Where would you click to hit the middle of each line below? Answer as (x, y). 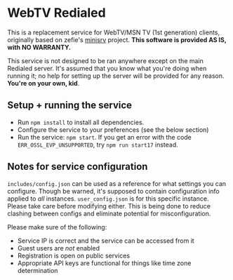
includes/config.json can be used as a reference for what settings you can (117, 183)
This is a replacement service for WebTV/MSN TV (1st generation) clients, (114, 32)
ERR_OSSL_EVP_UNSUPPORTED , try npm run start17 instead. (98, 145)
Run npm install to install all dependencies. (81, 122)
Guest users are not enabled (59, 248)
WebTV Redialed (57, 13)
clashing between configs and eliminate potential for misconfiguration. (109, 213)
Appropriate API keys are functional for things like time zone (104, 263)
